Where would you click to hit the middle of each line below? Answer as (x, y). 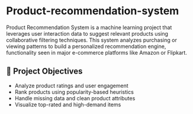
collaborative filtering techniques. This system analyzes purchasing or (92, 40)
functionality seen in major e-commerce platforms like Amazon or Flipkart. (97, 52)
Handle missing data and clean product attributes (75, 98)
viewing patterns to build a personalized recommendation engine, (86, 46)
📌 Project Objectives (44, 72)
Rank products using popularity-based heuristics (74, 92)
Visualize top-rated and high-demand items (68, 104)
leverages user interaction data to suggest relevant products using (87, 33)
